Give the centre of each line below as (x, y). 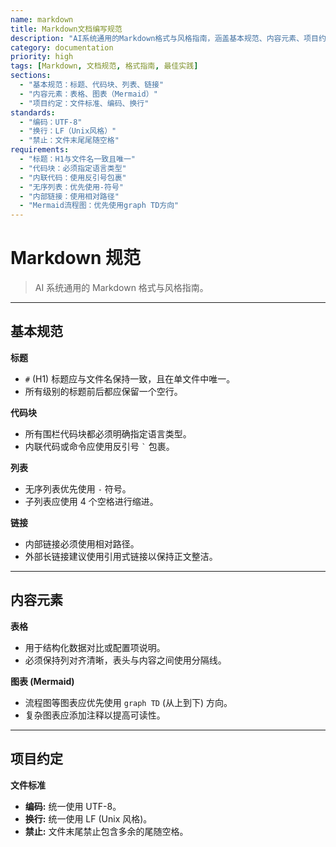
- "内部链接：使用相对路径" (69, 196)
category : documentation (62, 47)
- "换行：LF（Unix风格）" (68, 131)
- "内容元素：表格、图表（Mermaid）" (88, 94)
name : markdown (42, 19)
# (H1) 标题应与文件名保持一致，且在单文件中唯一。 (130, 378)
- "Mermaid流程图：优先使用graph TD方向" (99, 206)
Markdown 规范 (76, 258)
